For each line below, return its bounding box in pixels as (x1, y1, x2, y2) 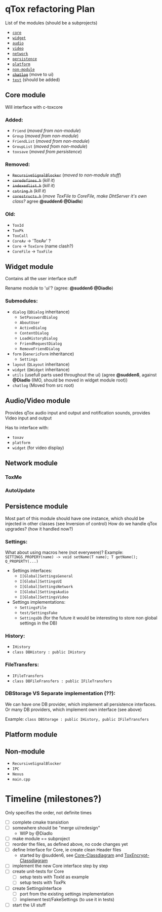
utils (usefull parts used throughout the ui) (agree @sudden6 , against (12, 372, 157, 377)
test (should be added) (12, 77, 60, 83)
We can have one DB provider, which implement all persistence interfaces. (5, 701, 157, 707)
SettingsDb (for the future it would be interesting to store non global (19, 615, 158, 621)
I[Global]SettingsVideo (19, 594, 69, 600)
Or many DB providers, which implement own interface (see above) (5, 706, 142, 712)
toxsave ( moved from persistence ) (12, 149, 82, 155)
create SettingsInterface (12, 885, 62, 891)
